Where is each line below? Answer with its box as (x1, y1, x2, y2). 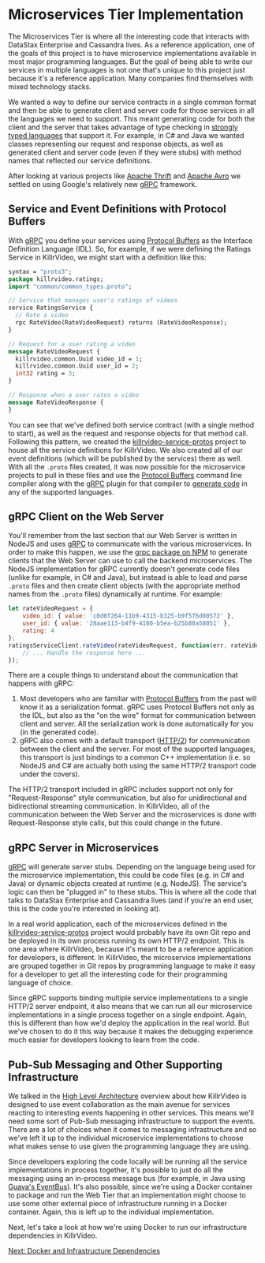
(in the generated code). (19, 727, 99, 737)
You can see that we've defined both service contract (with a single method (8, 420, 255, 429)
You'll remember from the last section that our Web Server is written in (8, 531, 237, 540)
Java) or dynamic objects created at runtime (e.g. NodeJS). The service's (8, 879, 248, 888)
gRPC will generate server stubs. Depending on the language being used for (8, 862, 256, 872)
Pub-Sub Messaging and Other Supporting (8, 1058, 223, 1071)
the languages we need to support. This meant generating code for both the (8, 114, 256, 123)
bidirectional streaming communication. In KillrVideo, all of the (8, 802, 211, 811)
